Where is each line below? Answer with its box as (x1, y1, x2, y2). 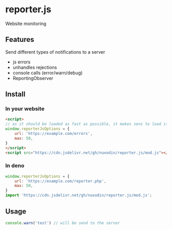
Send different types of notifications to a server (5, 49, 105, 55)
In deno (5, 162, 25, 169)
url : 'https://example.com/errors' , (14, 131, 93, 136)
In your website (5, 105, 45, 112)
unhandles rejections (12, 64, 57, 70)
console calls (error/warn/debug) (12, 70, 83, 76)
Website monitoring (5, 20, 47, 27)
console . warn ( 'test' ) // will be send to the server (5, 220, 120, 225)
